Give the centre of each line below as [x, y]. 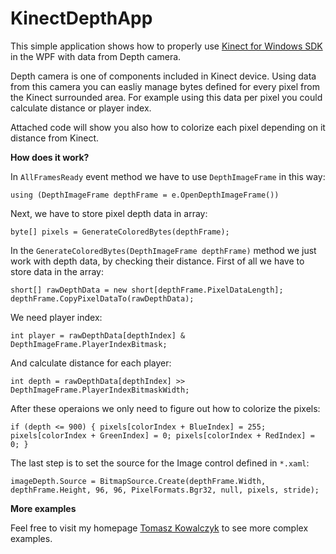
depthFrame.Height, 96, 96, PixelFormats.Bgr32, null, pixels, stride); [165, 490]
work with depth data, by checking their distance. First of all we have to [157, 261]
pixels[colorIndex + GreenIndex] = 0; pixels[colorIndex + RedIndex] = [162, 435]
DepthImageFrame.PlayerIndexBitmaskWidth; [100, 390]
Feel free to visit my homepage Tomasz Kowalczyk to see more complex [159, 528]
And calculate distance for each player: [91, 363]
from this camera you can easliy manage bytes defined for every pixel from [165, 86]
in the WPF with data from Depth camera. [96, 56]
